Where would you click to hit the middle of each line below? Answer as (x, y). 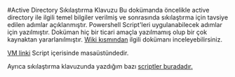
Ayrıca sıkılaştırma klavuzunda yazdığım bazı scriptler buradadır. (100, 66)
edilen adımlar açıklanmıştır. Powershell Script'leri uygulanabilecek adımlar (115, 25)
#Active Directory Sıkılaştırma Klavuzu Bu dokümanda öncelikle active (108, 10)
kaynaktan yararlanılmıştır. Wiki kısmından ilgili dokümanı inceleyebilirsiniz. (115, 40)
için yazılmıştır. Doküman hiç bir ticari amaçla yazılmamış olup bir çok (107, 32)
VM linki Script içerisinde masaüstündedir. (68, 53)
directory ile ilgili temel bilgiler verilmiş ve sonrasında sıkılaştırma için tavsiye (118, 17)
